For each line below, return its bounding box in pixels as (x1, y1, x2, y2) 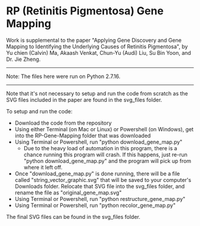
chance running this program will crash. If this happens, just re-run (23, 151, 187, 158)
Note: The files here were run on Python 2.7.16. (6, 73, 121, 80)
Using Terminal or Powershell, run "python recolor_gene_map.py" (14, 202, 176, 209)
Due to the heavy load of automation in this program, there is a (23, 144, 177, 151)
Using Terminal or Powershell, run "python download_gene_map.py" (14, 138, 183, 145)
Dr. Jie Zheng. (6, 55, 41, 63)
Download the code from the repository (14, 119, 112, 126)
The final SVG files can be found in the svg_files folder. (6, 213, 141, 220)
